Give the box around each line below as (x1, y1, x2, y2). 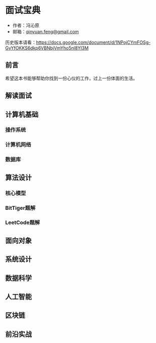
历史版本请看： (5, 39, 36, 45)
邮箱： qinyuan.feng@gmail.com (12, 28, 79, 34)
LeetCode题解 (5, 219, 40, 226)
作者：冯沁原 (12, 22, 39, 28)
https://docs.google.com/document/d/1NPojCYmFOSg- (36, 39, 151, 45)
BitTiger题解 (5, 204, 36, 211)
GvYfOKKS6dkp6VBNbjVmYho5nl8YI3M (5, 45, 89, 51)
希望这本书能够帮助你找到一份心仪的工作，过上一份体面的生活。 (5, 75, 137, 81)
